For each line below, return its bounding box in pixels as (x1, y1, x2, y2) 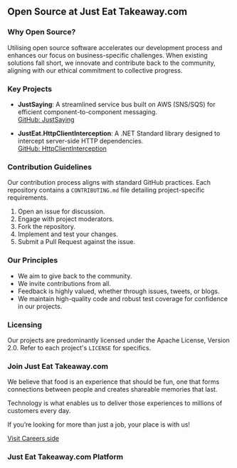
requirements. (7, 193, 48, 202)
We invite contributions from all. (17, 279, 112, 288)
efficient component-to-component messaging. (17, 107, 158, 116)
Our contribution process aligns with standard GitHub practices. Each (7, 178, 211, 187)
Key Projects (7, 83, 53, 93)
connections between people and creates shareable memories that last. (7, 385, 218, 394)
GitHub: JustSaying (17, 115, 75, 123)
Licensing (7, 320, 43, 330)
